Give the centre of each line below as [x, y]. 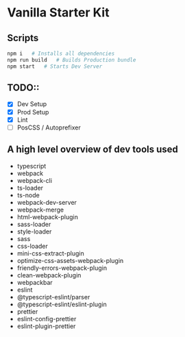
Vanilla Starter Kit [58, 13]
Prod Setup [33, 112]
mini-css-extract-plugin [50, 253]
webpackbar [35, 282]
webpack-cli [35, 180]
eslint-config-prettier [47, 319]
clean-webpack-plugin [49, 275]
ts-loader [30, 188]
